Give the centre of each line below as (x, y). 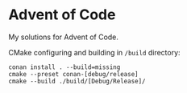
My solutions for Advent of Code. (64, 37)
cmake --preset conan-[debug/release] (73, 74)
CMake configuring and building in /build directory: (94, 52)
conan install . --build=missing (64, 67)
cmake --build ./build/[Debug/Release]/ (77, 81)
